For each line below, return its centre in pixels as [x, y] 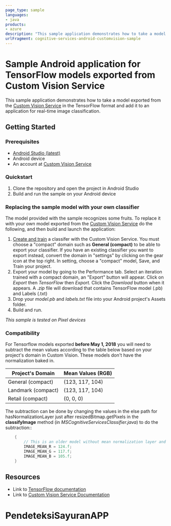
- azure [14, 29]
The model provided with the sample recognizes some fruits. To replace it [83, 218]
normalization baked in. [30, 361]
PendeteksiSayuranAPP [57, 515]
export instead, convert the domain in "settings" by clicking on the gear [88, 256]
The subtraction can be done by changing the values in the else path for [81, 412]
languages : [17, 15]
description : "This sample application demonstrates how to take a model [86, 34]
